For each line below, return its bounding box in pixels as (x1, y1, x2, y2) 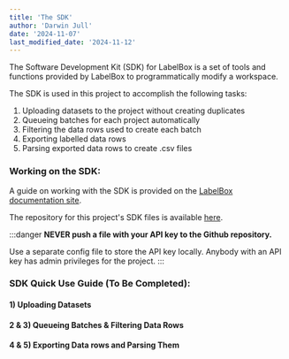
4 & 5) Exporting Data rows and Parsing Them (9, 340, 179, 350)
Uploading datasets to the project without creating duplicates (21, 105, 246, 116)
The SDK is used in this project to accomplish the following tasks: (9, 88, 247, 99)
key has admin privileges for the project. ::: (9, 256, 165, 266)
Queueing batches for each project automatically (21, 115, 201, 126)
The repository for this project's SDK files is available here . (9, 211, 224, 222)
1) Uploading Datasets (9, 300, 92, 310)
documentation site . (9, 195, 82, 205)
